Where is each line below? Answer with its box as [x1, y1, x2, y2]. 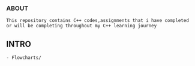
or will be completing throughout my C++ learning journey [6, 23, 157, 29]
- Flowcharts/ [6, 55, 42, 61]
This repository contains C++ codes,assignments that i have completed [6, 18, 189, 24]
